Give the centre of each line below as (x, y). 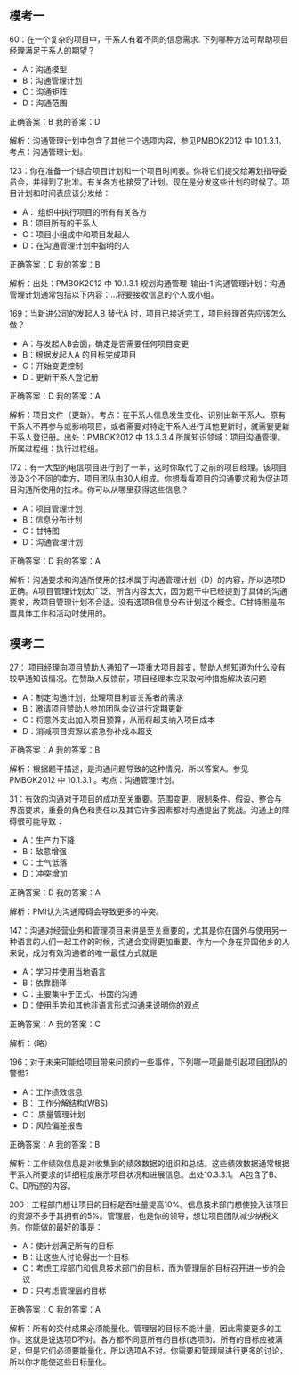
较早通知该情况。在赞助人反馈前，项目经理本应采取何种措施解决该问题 (138, 678)
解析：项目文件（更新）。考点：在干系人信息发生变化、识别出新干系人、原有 (148, 415)
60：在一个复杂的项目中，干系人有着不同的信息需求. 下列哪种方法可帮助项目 (149, 39)
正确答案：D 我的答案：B (55, 264)
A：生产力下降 (48, 840)
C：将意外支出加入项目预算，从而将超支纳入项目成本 (119, 720)
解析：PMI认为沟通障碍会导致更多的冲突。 (87, 911)
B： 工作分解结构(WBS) (65, 1103)
